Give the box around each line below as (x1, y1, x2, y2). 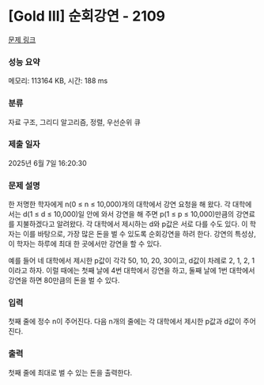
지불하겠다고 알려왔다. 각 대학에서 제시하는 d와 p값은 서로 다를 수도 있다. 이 (16, 219, 248, 229)
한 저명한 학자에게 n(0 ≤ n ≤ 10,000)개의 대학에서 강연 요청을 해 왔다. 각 (8, 199, 231, 209)
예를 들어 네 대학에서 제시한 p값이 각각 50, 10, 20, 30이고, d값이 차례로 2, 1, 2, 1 (8, 256, 255, 266)
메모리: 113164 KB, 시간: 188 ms (8, 76, 108, 85)
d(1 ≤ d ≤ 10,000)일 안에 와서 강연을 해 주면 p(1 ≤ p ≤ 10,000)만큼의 (22, 209, 235, 219)
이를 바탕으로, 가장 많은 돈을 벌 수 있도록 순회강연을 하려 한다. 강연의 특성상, (22, 229, 257, 239)
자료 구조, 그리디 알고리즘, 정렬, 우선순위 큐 (8, 117, 141, 126)
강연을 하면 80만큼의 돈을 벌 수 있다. (8, 276, 120, 285)
